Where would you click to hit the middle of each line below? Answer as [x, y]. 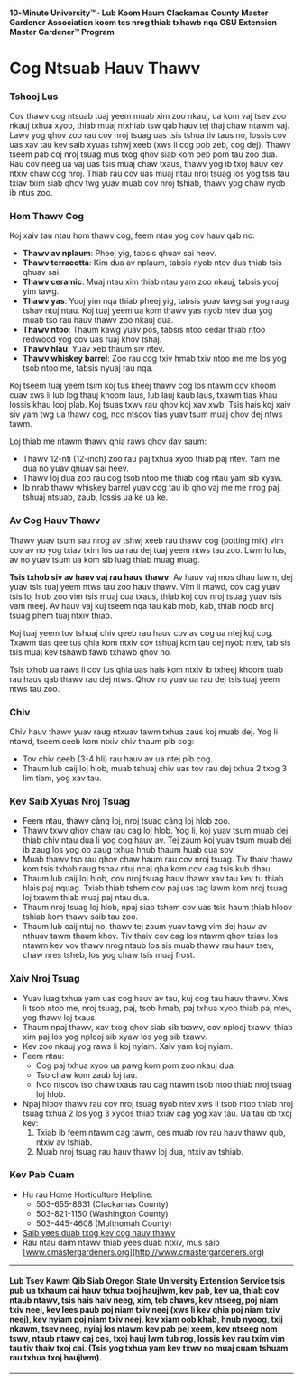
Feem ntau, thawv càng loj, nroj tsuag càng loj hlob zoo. [126, 821]
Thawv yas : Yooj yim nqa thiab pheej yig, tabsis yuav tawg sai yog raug [156, 301]
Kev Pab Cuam [42, 1175]
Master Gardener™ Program [62, 32]
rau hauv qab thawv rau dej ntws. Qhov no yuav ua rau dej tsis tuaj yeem [145, 679]
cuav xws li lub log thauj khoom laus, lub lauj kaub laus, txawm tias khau [143, 395]
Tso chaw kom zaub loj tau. [87, 1074]
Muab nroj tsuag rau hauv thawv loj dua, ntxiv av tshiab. [139, 1151]
